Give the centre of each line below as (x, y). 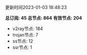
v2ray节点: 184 (28, 28)
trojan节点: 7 (25, 35)
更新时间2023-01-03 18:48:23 (36, 7)
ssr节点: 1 (22, 47)
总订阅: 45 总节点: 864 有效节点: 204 (44, 18)
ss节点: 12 (23, 41)
